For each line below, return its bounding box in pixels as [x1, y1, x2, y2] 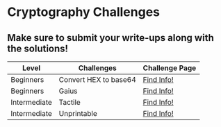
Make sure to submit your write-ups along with [7, 32, 214, 44]
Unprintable [58, 109, 97, 118]
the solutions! [7, 42, 68, 54]
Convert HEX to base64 [58, 75, 137, 84]
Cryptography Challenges [7, 4, 161, 20]
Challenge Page [142, 63, 197, 73]
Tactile [58, 98, 81, 107]
